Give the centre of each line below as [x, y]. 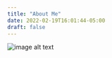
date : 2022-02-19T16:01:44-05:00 [56, 21]
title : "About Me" [34, 14]
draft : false [26, 27]
